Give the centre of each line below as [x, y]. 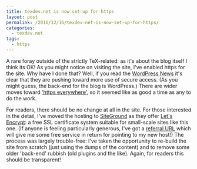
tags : [13, 39]
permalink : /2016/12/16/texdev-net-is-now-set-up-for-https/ [83, 22]
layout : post [22, 17]
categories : [21, 28]
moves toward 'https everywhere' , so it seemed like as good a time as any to [98, 92]
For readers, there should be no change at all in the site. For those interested [99, 110]
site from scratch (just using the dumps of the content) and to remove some [98, 147]
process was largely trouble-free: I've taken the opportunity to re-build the [96, 141]
